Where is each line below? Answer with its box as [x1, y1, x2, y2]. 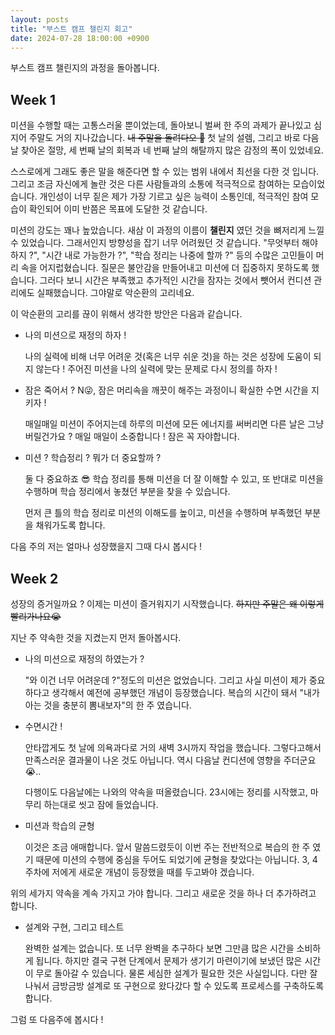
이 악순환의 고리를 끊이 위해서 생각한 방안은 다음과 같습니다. [10, 308, 243, 320]
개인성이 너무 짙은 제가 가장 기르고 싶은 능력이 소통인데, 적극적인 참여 [39, 191, 309, 203]
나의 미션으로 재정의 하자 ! [24, 329, 127, 341]
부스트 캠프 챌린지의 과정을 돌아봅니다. [10, 62, 160, 74]
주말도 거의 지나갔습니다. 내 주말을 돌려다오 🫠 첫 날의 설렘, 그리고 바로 [28, 132, 301, 144]
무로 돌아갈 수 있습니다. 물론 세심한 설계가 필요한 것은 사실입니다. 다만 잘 [35, 967, 318, 979]
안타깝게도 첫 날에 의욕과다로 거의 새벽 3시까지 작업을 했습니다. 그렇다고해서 [24, 742, 322, 753]
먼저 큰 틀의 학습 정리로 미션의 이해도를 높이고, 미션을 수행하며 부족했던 [24, 507, 303, 519]
